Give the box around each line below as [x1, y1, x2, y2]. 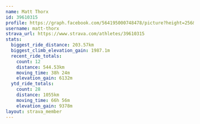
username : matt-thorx [5, 25, 60, 32]
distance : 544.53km [16, 64, 65, 70]
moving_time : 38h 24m [16, 70, 70, 76]
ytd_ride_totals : [11, 81, 54, 87]
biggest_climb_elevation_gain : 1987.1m [11, 48, 110, 54]
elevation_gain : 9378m [16, 103, 73, 109]
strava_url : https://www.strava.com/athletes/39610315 [5, 31, 145, 37]
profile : [5, 20, 27, 26]
